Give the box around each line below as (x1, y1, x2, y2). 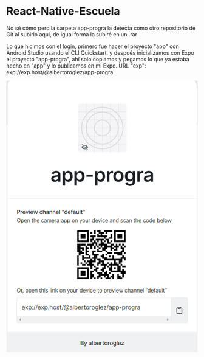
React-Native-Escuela (6, 4, 120, 18)
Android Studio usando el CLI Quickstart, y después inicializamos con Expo (6, 49, 194, 56)
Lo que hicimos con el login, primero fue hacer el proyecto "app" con (6, 43, 179, 50)
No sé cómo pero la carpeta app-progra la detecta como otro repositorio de (6, 24, 196, 32)
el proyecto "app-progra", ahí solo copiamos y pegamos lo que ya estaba (6, 55, 189, 63)
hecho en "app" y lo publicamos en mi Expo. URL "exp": (6, 62, 146, 69)
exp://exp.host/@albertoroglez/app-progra (6, 68, 114, 75)
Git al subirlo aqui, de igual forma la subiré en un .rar (6, 30, 138, 38)
